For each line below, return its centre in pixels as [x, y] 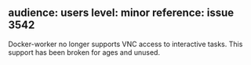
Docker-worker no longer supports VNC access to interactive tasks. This [125, 44]
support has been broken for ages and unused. [84, 52]
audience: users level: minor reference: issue [121, 13]
